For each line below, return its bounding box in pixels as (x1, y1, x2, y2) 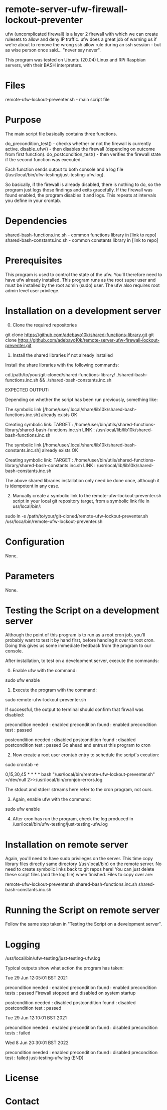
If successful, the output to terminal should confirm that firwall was (5, 706, 144, 712)
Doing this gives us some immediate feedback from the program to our (5, 642, 151, 648)
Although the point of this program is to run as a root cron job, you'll (5, 632, 145, 638)
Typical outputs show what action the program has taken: (5, 965, 124, 971)
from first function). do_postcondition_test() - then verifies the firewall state (5, 151, 161, 157)
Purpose (5, 114, 42, 125)
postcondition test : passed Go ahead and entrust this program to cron (5, 742, 151, 748)
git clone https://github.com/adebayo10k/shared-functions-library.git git (5, 332, 154, 338)
